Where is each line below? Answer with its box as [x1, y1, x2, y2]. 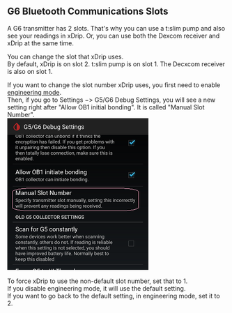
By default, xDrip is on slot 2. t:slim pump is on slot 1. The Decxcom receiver [7, 59, 225, 68]
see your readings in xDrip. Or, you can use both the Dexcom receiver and [7, 31, 220, 40]
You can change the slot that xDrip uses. [7, 52, 124, 61]
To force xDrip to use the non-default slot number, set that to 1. [7, 277, 188, 285]
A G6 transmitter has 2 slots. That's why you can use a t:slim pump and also [7, 24, 225, 32]
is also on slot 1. [7, 67, 53, 75]
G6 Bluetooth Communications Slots [7, 6, 169, 17]
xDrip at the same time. [7, 38, 75, 47]
